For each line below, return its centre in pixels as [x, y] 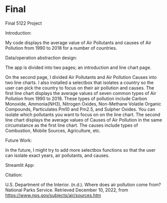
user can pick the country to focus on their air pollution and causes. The [80, 88]
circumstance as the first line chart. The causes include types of [72, 125]
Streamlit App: [20, 165]
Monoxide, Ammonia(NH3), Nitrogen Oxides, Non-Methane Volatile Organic [83, 104]
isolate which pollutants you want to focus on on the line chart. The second [83, 115]
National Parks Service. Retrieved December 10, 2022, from [67, 190]
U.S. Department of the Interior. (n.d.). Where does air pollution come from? [83, 184]
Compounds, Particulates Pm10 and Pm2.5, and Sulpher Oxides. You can [80, 109]
